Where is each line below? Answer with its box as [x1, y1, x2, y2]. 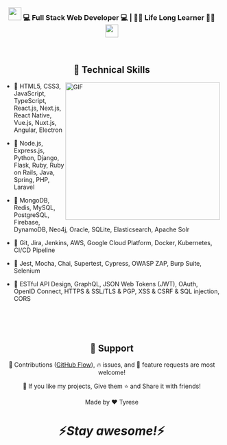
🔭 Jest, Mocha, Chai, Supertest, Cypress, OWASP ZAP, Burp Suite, [13, 260, 202, 268]
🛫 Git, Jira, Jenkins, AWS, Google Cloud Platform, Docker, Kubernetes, [13, 239, 213, 247]
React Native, [13, 111, 52, 119]
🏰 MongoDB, [13, 196, 50, 205]
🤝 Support [90, 342, 134, 354]
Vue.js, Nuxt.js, [13, 119, 57, 127]
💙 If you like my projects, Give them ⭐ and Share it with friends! [23, 382, 201, 390]
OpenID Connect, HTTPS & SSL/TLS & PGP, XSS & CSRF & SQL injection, [13, 287, 220, 295]
